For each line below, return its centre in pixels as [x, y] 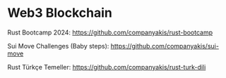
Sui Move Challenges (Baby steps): [58, 46]
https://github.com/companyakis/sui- [165, 46]
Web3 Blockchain [60, 13]
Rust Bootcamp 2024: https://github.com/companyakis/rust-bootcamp [110, 32]
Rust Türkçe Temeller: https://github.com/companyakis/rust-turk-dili [107, 67]
